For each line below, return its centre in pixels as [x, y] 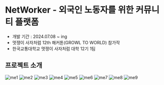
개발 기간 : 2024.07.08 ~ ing [40, 36]
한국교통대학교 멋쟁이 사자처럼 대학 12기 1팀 [54, 49]
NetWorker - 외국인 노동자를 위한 [69, 10]
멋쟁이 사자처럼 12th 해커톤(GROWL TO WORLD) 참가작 [66, 42]
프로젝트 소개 [24, 65]
